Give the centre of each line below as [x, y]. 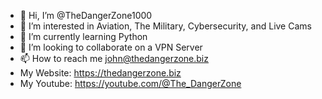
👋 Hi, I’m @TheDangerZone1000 [86, 15]
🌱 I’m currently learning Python [83, 36]
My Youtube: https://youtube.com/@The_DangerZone [130, 83]
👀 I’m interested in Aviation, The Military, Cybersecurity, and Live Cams [165, 26]
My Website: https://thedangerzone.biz [100, 73]
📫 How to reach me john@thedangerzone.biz [114, 58]
